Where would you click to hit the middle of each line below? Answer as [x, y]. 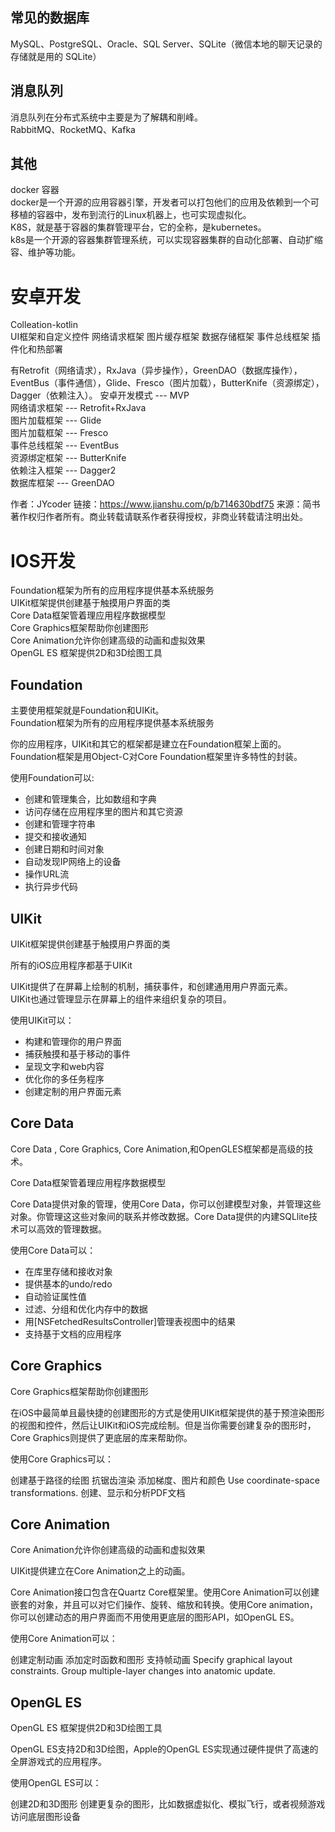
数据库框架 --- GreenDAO [62, 483]
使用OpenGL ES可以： [56, 1783]
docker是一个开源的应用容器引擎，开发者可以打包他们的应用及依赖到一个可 [165, 202]
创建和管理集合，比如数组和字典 [90, 799]
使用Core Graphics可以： [62, 1459]
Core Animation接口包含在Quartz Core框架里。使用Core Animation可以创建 [165, 1592]
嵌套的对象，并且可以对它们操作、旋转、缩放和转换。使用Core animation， [164, 1605]
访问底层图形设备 [45, 1817]
